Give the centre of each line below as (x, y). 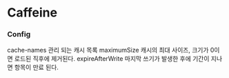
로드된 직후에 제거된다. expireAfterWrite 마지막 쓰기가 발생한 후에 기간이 (112, 59)
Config (19, 35)
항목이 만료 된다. (36, 68)
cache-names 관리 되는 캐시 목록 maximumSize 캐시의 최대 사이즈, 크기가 (108, 50)
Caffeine (32, 13)
